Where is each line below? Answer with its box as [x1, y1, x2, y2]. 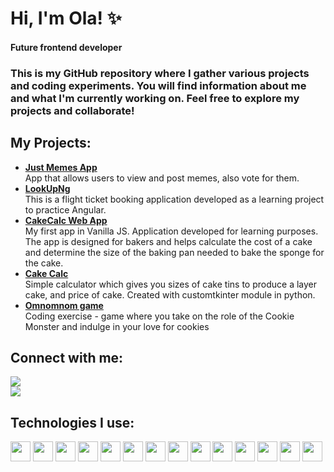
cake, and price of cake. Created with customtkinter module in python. [24, 288, 316, 301]
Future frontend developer [10, 41, 123, 53]
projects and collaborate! [10, 103, 135, 117]
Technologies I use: [10, 414, 135, 431]
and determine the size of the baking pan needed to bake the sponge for [24, 246, 325, 258]
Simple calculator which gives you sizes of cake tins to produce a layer [24, 278, 318, 290]
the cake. [24, 257, 64, 269]
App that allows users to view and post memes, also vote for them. [24, 172, 300, 184]
